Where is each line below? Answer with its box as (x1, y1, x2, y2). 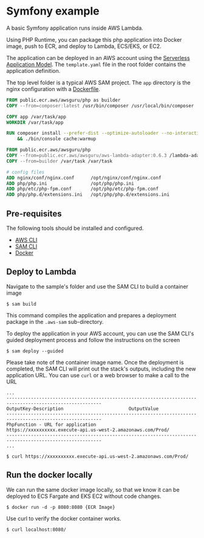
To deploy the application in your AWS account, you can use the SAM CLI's (6, 329, 194, 337)
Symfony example (6, 4, 100, 18)
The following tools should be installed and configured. (6, 224, 144, 232)
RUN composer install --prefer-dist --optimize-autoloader (6, 130, 159, 136)
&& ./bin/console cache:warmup (17, 136, 97, 142)
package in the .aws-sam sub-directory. (6, 318, 104, 325)
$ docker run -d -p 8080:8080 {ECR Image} (6, 504, 115, 510)
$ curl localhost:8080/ (6, 526, 67, 533)
